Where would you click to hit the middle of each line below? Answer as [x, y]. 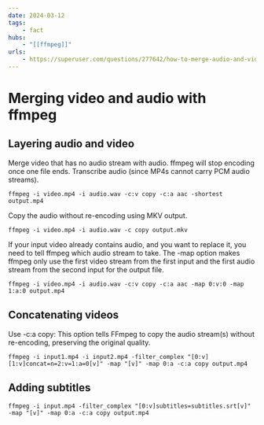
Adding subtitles [49, 388]
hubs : [17, 37]
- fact [33, 30]
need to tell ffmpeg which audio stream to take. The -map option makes [124, 253]
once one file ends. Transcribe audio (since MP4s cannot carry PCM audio [129, 171]
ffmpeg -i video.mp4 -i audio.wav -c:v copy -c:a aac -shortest [115, 194]
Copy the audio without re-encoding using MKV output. [98, 215]
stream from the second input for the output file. [86, 269]
